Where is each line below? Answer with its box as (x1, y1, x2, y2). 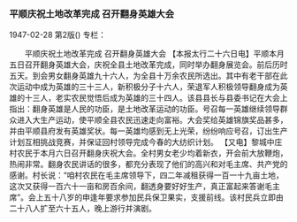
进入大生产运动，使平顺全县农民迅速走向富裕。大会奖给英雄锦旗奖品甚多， (16, 115, 288, 126)
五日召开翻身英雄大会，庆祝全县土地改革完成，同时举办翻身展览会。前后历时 (9, 59, 288, 70)
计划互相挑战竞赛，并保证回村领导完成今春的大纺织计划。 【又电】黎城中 (9, 137, 275, 148)
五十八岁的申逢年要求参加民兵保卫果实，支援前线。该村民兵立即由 (43, 192, 285, 203)
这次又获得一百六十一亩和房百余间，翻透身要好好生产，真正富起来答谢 (9, 181, 265, 192)
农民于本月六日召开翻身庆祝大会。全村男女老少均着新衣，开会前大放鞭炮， (16, 148, 288, 158)
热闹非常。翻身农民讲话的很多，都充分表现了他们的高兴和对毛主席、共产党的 (9, 159, 288, 170)
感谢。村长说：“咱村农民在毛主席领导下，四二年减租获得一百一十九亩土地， (9, 170, 285, 180)
